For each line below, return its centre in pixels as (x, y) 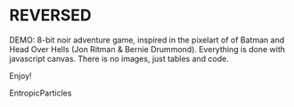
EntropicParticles (41, 93)
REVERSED (50, 15)
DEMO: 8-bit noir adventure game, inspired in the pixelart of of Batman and (147, 40)
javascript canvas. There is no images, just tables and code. (119, 58)
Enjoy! (21, 75)
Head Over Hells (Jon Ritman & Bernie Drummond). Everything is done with (147, 49)
